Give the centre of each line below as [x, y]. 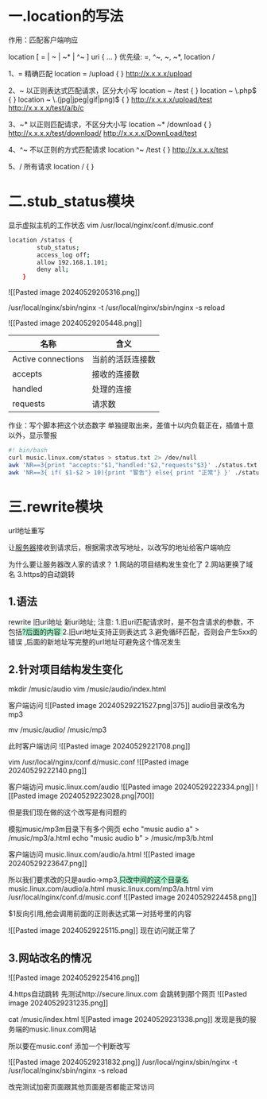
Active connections [48, 359]
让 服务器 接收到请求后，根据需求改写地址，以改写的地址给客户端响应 [120, 547]
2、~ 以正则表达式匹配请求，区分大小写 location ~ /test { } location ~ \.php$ [132, 90]
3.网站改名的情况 [50, 958]
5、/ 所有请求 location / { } [51, 166]
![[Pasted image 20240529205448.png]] [75, 323]
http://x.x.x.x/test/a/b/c [46, 107]
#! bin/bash [28, 451]
